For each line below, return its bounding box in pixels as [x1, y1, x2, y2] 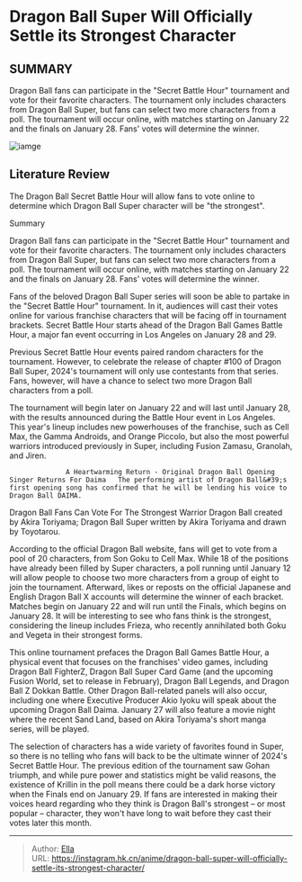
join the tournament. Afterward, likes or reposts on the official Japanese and [9, 581, 291, 592]
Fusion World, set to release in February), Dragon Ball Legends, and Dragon [9, 675, 289, 686]
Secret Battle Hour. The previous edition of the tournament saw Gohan [9, 760, 271, 770]
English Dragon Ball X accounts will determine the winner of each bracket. [9, 591, 284, 602]
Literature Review [9, 166, 111, 182]
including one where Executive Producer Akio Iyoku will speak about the [9, 695, 277, 706]
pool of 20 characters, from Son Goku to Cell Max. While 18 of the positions [9, 553, 289, 563]
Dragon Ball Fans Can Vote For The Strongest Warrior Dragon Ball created [9, 507, 283, 517]
